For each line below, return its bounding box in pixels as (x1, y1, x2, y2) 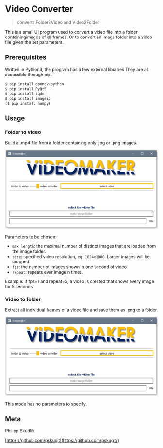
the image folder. (12, 248, 46, 254)
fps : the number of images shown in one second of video (12, 264, 127, 270)
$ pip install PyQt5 (5, 86, 47, 91)
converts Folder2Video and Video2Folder (16, 19, 99, 25)
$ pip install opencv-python (5, 81, 64, 86)
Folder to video (5, 129, 41, 136)
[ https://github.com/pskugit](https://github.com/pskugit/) (5, 437, 120, 443)
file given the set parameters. (5, 39, 64, 45)
